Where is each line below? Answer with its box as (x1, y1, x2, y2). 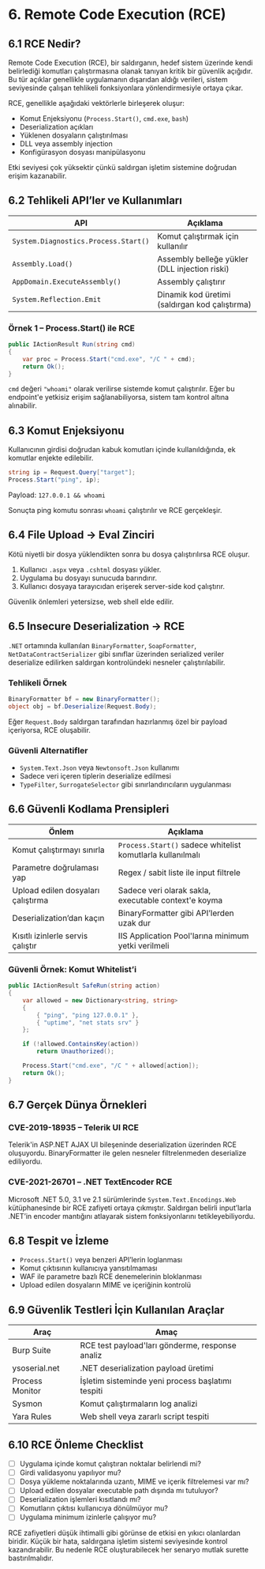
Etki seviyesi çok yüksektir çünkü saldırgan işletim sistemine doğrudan (8, 163, 237, 172)
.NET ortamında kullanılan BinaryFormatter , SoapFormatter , (8, 640, 197, 650)
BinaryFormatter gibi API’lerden (118, 907, 234, 918)
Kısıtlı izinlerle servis (12, 930, 88, 941)
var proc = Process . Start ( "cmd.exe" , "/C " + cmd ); (22, 355, 196, 363)
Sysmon (12, 1398, 43, 1409)
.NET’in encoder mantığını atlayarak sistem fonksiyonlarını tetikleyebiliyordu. (8, 1211, 256, 1220)
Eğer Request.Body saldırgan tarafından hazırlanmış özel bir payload (8, 717, 227, 726)
